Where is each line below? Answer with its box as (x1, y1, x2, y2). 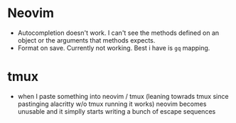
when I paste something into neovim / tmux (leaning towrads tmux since (17, 92, 229, 100)
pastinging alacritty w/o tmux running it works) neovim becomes (17, 100, 207, 108)
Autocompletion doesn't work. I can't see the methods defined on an (17, 28, 220, 37)
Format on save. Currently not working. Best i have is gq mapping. (17, 43, 210, 52)
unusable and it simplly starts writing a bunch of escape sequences (17, 107, 216, 115)
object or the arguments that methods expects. (17, 36, 156, 44)
